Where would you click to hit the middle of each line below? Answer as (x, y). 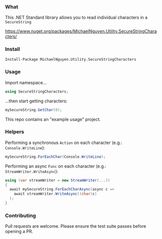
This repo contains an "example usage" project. (53, 119)
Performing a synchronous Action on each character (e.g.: (64, 143)
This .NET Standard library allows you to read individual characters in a (76, 18)
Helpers (15, 132)
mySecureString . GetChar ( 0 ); (34, 110)
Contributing (20, 215)
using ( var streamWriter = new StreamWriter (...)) (58, 180)
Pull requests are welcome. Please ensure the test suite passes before (76, 226)
